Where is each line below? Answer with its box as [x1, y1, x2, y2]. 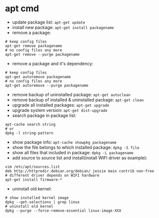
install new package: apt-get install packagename [12, 24, 114, 30]
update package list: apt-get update [12, 19, 86, 25]
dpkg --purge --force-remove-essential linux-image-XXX [5, 208, 121, 213]
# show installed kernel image [5, 195, 69, 200]
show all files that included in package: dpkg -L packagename [12, 149, 134, 155]
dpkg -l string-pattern [5, 131, 54, 136]
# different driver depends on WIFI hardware [5, 173, 99, 178]
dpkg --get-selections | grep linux [5, 199, 80, 204]
